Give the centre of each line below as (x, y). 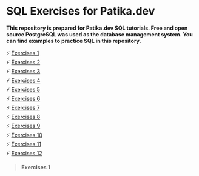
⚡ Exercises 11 (24, 144)
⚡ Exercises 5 (23, 89)
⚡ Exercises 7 (23, 107)
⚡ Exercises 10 (24, 135)
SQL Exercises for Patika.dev (81, 11)
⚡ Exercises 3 (23, 71)
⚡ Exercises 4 (23, 80)
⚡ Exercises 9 (23, 126)
